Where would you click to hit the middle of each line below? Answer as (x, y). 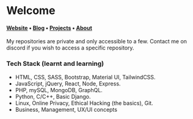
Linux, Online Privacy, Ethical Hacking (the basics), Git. (84, 103)
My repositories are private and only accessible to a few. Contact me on (97, 41)
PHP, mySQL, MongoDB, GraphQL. (59, 90)
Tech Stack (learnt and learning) (55, 63)
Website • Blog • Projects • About (49, 27)
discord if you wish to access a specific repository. (70, 48)
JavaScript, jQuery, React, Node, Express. (68, 84)
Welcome (31, 11)
